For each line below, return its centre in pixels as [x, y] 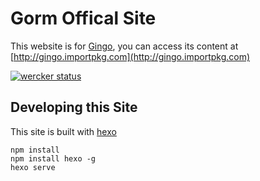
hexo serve [33, 167]
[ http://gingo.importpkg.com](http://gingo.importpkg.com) [130, 56]
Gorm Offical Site [83, 18]
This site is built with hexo [63, 131]
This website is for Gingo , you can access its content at [124, 46]
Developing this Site [74, 107]
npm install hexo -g [53, 158]
